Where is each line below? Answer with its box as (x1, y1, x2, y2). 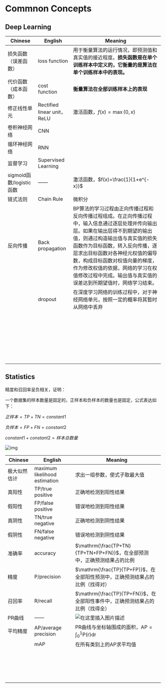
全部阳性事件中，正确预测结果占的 (75, 597, 155, 604)
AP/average (34, 625, 62, 632)
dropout (38, 296, 57, 303)
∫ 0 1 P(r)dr (75, 630, 96, 639)
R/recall (34, 597, 52, 604)
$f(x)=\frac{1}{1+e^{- (97, 176, 150, 183)
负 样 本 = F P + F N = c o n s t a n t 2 (5, 424, 67, 430)
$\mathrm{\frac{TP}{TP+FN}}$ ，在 (75, 590, 157, 597)
